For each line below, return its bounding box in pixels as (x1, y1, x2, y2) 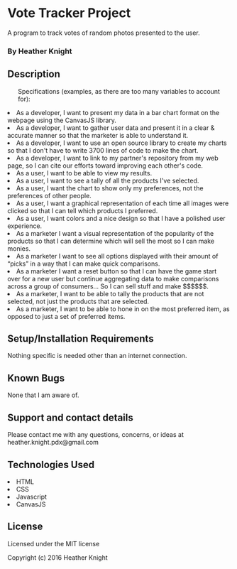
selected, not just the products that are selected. (7, 297, 150, 305)
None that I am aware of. (7, 391, 79, 399)
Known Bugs (7, 372, 65, 384)
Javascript (16, 492, 48, 501)
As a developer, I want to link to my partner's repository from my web (16, 153, 219, 162)
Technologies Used (7, 458, 94, 470)
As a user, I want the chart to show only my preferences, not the (16, 183, 204, 193)
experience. (7, 222, 43, 230)
